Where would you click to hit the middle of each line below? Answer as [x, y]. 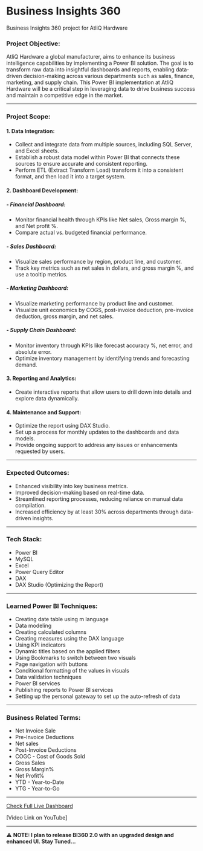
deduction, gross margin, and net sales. [64, 316]
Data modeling [33, 626]
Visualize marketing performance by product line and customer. [94, 303]
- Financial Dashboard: [36, 204]
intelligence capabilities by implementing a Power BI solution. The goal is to [100, 63]
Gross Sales [30, 763]
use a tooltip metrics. [41, 274]
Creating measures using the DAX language [69, 639]
